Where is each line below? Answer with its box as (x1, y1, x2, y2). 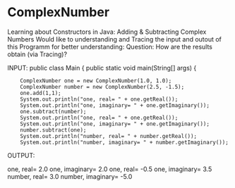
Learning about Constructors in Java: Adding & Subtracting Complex (7, 27, 207, 36)
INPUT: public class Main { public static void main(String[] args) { (7, 63, 197, 72)
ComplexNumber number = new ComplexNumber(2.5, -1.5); (20, 83, 185, 90)
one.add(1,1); (20, 89, 61, 96)
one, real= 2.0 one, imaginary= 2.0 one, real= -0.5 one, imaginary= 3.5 (7, 165, 212, 173)
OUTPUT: (7, 151, 35, 159)
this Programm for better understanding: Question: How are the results (7, 42, 213, 51)
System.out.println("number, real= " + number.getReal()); (20, 132, 198, 139)
